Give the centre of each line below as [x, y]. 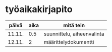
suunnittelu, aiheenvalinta [74, 34]
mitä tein [74, 25]
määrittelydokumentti [69, 42]
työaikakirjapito [39, 9]
